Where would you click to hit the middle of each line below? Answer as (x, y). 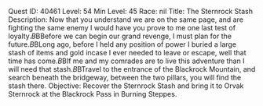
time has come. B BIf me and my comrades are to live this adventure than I (126, 61)
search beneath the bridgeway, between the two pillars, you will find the (125, 78)
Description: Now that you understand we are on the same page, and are (126, 19)
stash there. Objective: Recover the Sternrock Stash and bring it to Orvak (126, 86)
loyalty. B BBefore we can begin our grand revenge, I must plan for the (120, 36)
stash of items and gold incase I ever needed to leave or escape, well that (127, 53)
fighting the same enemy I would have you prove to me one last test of (122, 28)
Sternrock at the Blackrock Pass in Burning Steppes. (93, 94)
